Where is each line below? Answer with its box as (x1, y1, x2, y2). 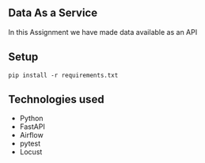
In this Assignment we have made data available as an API (8, 27, 198, 36)
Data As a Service (8, 6, 97, 20)
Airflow (19, 131, 44, 140)
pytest (19, 138, 41, 149)
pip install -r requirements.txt (8, 71, 119, 79)
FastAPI (19, 122, 45, 131)
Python (19, 114, 44, 123)
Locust (19, 147, 43, 157)
